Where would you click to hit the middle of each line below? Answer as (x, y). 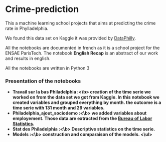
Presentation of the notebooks (43, 81)
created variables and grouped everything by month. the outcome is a (87, 102)
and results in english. (28, 58)
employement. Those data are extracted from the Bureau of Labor (82, 118)
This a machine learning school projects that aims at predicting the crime (80, 23)
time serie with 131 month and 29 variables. (58, 108)
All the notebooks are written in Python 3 (47, 68)
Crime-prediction (42, 9)
